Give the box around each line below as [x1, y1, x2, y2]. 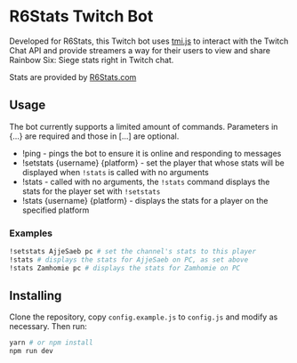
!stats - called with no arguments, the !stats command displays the [21, 176, 270, 187]
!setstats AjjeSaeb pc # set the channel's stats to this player [9, 247, 256, 256]
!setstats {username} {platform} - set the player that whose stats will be [21, 157, 285, 168]
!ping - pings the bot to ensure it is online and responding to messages [21, 148, 282, 158]
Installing [9, 288, 62, 303]
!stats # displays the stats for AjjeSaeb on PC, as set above [9, 255, 249, 264]
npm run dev [9, 347, 53, 356]
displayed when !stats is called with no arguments [21, 166, 209, 177]
